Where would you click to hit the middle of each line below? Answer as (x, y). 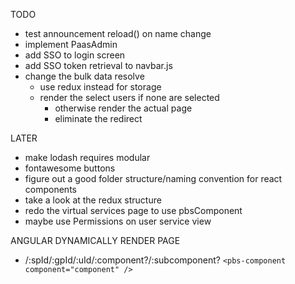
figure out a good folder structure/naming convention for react (153, 178)
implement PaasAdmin (71, 44)
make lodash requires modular (87, 157)
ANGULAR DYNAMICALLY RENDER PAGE (95, 240)
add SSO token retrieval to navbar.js (98, 65)
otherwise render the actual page (123, 108)
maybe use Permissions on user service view (118, 221)
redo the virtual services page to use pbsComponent (133, 210)
